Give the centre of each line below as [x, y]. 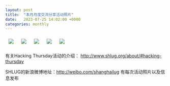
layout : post [19, 10]
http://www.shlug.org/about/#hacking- [121, 56]
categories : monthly [27, 24]
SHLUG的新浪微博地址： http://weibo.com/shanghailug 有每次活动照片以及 [83, 72]
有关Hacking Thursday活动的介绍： [42, 56]
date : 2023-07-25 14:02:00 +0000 [43, 19]
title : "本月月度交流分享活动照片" [39, 15]
